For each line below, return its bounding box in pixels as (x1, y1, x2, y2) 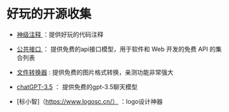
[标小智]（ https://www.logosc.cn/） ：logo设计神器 (16, 97, 163, 105)
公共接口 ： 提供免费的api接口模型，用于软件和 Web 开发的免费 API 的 (16, 45, 216, 53)
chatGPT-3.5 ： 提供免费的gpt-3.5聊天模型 (16, 82, 138, 91)
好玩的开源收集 (6, 6, 92, 22)
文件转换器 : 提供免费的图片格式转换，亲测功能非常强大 (16, 68, 174, 76)
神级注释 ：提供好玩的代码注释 (16, 30, 104, 38)
